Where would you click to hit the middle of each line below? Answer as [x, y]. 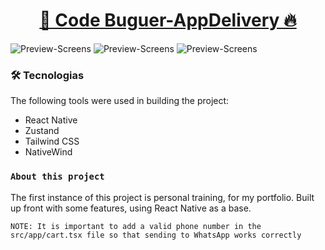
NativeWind [48, 152]
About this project [57, 177]
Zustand [42, 131]
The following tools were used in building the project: [120, 101]
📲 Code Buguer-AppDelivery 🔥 [168, 20]
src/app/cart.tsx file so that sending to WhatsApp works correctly [156, 235]
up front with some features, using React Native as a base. [131, 208]
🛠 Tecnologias [47, 75]
